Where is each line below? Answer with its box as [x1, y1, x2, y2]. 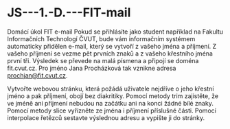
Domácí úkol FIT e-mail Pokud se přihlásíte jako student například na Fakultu [7, 27, 224, 36]
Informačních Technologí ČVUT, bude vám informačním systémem [7, 34, 196, 43]
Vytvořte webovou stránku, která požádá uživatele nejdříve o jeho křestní [7, 84, 214, 93]
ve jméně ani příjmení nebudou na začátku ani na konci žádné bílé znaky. [7, 99, 214, 107]
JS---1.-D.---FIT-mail [7, 5, 131, 21]
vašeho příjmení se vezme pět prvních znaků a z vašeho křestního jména [7, 49, 213, 58]
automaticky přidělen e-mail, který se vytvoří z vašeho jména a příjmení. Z [7, 42, 217, 50]
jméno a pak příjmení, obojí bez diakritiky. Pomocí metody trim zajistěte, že [7, 91, 218, 100]
